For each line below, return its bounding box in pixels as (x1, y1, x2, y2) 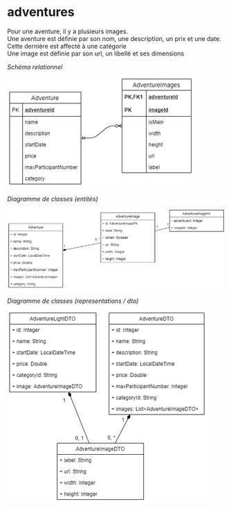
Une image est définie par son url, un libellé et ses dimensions (7, 49, 185, 58)
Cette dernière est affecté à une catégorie (7, 42, 127, 50)
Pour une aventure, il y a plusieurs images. (7, 27, 129, 35)
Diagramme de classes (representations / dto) (7, 297, 139, 305)
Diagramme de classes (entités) (7, 194, 98, 203)
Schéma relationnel (7, 62, 63, 71)
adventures (7, 4, 75, 20)
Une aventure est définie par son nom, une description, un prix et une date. (7, 34, 221, 42)
